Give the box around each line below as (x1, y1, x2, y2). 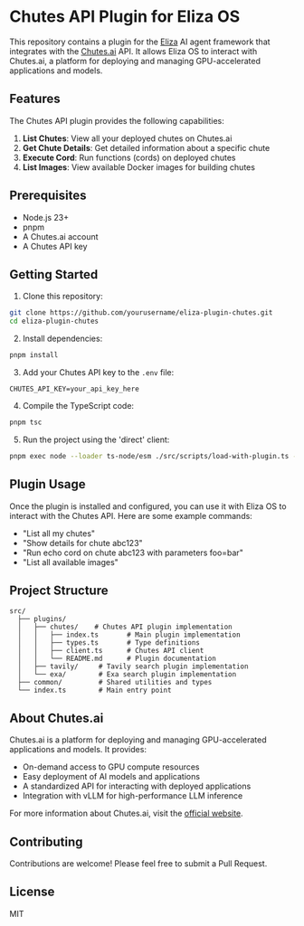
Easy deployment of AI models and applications (22, 771, 201, 782)
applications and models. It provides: (9, 744, 147, 755)
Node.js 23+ (22, 212, 70, 222)
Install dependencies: (22, 333, 103, 345)
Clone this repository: (22, 291, 103, 302)
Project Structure (9, 582, 109, 598)
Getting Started (9, 267, 99, 282)
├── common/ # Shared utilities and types (17, 678, 213, 687)
